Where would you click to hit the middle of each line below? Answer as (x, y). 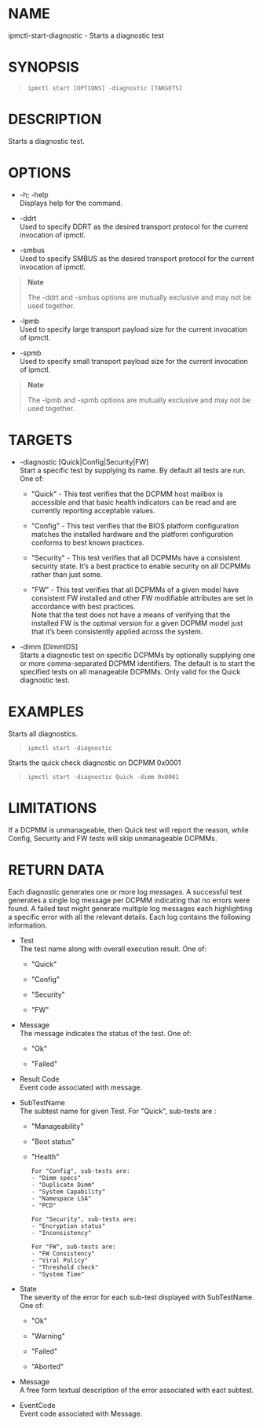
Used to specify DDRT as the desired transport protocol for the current (134, 226)
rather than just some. (67, 574)
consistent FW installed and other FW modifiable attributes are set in (142, 597)
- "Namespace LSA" (61, 1198)
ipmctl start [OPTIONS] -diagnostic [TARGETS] (105, 88)
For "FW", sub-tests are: (73, 1247)
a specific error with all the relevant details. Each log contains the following (130, 917)
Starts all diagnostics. (43, 733)
